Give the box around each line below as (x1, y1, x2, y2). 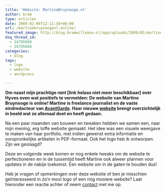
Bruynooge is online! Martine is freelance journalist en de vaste (5, 100, 138, 106)
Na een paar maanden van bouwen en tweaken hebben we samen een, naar (5, 120, 161, 126)
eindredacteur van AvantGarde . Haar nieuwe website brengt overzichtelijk (5, 105, 161, 111)
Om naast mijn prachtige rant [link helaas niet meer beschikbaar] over (5, 90, 152, 96)
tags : (5, 58, 16, 63)
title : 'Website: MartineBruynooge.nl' (5, 7, 87, 12)
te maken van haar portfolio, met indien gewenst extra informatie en (5, 131, 143, 137)
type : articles (5, 16, 37, 21)
